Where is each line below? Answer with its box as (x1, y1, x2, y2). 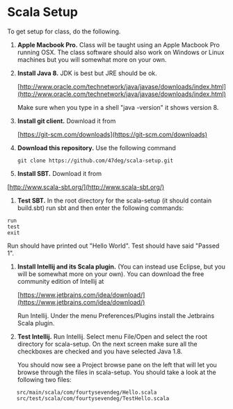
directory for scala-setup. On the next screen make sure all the (17, 339, 198, 348)
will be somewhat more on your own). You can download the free (17, 269, 204, 278)
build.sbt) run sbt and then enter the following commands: (17, 203, 184, 212)
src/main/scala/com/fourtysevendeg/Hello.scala (16, 389, 157, 396)
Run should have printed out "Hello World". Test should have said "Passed (7, 241, 220, 250)
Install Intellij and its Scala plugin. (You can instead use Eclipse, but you (17, 262, 226, 271)
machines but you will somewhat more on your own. (17, 55, 167, 63)
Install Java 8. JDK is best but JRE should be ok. (17, 69, 158, 77)
